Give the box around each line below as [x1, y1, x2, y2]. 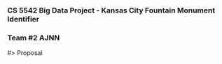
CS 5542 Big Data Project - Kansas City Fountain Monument [7, 6, 216, 15]
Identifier [7, 14, 40, 24]
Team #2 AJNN [7, 33, 60, 42]
